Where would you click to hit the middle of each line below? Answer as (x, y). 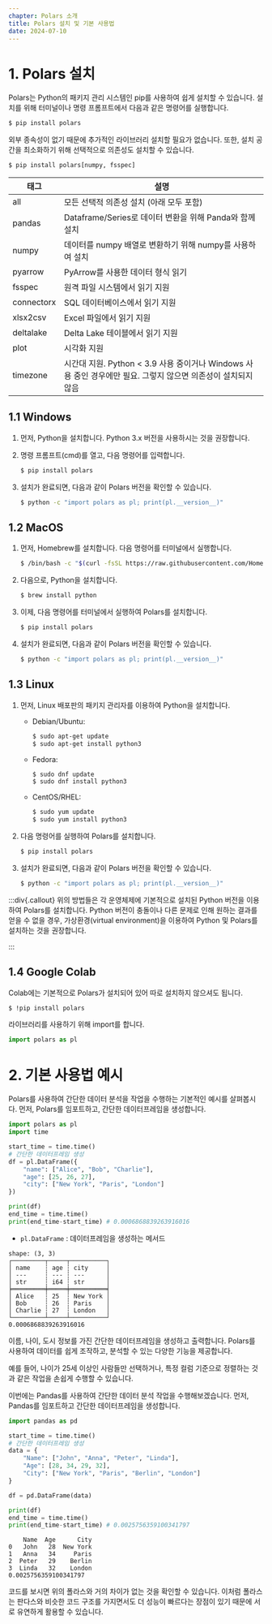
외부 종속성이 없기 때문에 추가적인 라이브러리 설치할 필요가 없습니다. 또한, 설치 (132, 140)
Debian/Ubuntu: (59, 721)
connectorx (34, 303)
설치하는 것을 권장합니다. (47, 930)
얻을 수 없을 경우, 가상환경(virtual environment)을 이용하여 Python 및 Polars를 (133, 920)
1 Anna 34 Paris (50, 1554)
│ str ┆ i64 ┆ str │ (59, 1282)
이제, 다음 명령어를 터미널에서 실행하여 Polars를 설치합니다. (114, 612)
